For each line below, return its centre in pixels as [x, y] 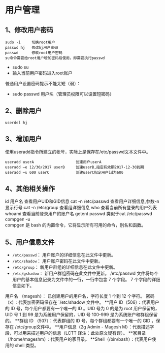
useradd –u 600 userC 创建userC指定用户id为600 [64, 172]
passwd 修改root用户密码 [34, 53]
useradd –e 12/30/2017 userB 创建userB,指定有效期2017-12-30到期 [75, 167]
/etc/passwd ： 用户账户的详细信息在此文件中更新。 [64, 255]
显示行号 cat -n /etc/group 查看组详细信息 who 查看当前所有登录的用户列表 [81, 208]
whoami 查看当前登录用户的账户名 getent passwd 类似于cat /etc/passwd [79, 214]
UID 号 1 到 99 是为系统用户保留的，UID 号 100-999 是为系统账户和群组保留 [81, 315]
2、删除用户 [23, 111]
